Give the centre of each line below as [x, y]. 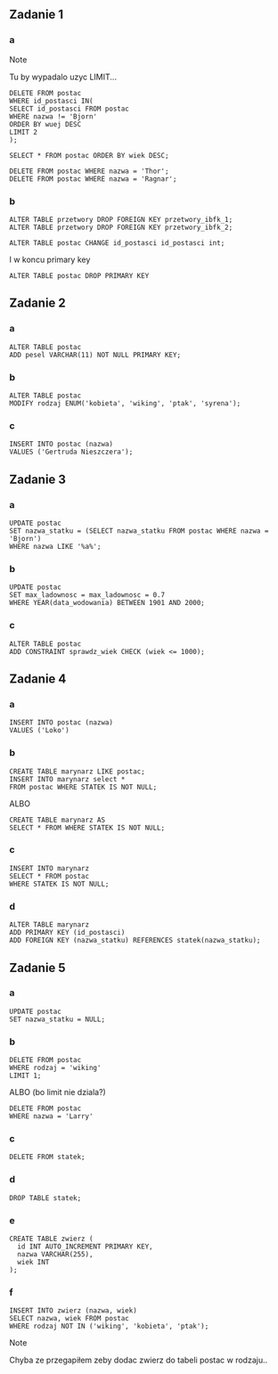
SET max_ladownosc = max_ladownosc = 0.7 [87, 595]
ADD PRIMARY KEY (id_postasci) [67, 933]
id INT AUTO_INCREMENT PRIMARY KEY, [85, 1247]
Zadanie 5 [37, 967]
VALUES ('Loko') [39, 731]
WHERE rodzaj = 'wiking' [55, 1068]
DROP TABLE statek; [45, 1198]
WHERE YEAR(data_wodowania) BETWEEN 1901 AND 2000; [107, 603]
